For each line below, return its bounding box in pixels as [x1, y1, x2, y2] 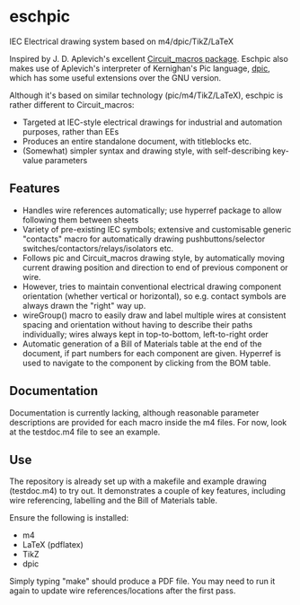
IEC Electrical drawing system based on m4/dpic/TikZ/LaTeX [9, 36, 234, 47]
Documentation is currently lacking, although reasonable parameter [9, 407, 260, 418]
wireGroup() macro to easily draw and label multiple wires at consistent [22, 310, 287, 320]
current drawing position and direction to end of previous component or [22, 262, 289, 273]
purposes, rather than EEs [22, 126, 119, 136]
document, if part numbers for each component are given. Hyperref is [22, 347, 281, 358]
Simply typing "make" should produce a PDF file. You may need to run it [9, 576, 276, 587]
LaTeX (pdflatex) [22, 539, 84, 550]
